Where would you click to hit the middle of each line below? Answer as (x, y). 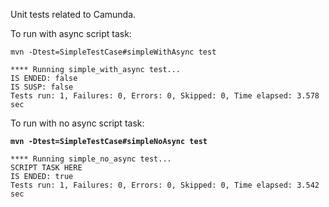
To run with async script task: (71, 33)
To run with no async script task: (77, 123)
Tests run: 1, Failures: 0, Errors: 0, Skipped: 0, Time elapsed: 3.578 (165, 96)
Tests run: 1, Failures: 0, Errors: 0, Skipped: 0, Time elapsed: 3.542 (165, 185)
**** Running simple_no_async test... (91, 159)
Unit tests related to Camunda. (73, 14)
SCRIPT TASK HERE (46, 168)
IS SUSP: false (42, 87)
